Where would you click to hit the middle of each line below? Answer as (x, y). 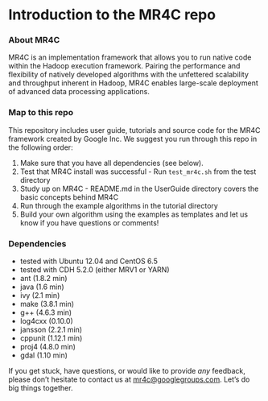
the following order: (41, 147)
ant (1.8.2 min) (43, 279)
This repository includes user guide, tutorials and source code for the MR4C (134, 130)
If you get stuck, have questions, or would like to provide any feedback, (127, 371)
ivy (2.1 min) (40, 296)
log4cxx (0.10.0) (47, 321)
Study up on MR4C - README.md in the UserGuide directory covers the (139, 188)
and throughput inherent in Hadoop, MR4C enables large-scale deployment (134, 83)
